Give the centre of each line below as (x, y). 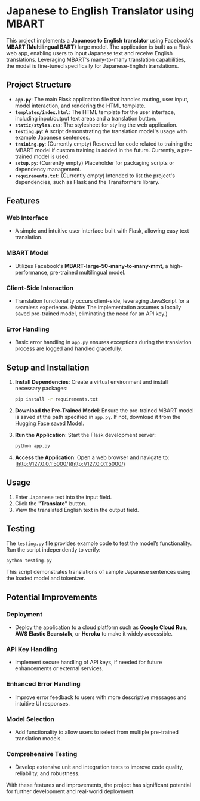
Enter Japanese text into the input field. (63, 497)
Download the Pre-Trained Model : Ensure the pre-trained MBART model (104, 411)
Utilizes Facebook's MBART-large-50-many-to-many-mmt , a (91, 266)
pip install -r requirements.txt (56, 399)
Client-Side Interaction (40, 288)
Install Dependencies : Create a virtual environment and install (91, 382)
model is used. (52, 156)
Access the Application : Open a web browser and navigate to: (92, 457)
